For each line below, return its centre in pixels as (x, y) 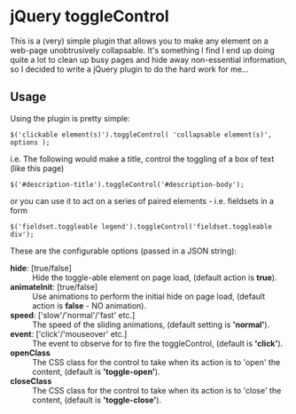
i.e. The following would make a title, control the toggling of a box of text (142, 159)
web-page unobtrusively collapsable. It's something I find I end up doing (143, 50)
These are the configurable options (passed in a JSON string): (124, 251)
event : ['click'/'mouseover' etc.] (69, 333)
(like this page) (37, 168)
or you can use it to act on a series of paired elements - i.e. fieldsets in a (142, 200)
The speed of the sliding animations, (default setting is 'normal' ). (151, 324)
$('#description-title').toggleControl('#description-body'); (127, 184)
